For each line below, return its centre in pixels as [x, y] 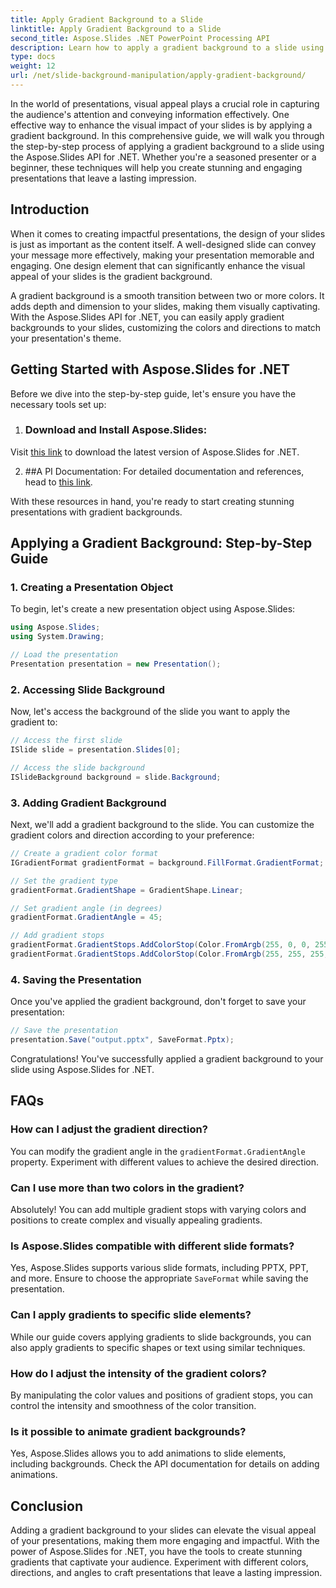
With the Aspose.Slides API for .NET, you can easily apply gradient [147, 317]
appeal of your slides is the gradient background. [111, 276]
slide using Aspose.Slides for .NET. [82, 1069]
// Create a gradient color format [84, 854]
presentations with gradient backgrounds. [96, 512]
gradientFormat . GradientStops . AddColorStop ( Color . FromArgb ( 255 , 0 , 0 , [160, 945]
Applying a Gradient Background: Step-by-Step [161, 543]
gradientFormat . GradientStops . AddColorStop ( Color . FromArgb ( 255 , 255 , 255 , [169, 954]
